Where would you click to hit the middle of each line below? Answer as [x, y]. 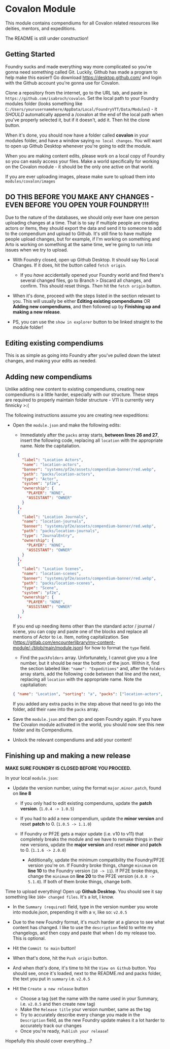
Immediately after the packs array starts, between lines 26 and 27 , [90, 435]
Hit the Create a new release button [50, 988]
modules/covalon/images [30, 181]
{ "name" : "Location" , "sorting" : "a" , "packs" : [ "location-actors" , [88, 694]
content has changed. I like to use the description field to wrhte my [83, 927]
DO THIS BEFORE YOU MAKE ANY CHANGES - [80, 197]
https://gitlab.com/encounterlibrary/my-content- [65, 642]
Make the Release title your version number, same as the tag [86, 1009]
